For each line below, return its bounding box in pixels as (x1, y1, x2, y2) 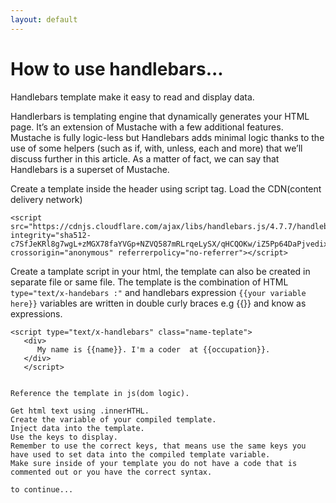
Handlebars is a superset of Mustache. (10, 163, 170, 175)
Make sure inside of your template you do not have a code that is (10, 458, 298, 468)
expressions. (10, 307, 63, 320)
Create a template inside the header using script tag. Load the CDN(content (10, 182, 322, 195)
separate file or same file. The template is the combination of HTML (10, 276, 289, 288)
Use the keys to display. (10, 432, 118, 442)
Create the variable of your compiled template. (10, 414, 217, 425)
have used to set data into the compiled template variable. (10, 449, 271, 460)
